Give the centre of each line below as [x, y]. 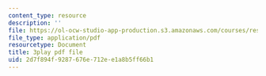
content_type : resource [47, 15]
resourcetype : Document [47, 45]
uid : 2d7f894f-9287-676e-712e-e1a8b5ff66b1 [81, 60]
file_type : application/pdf [55, 38]
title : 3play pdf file [46, 52]
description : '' [35, 23]
